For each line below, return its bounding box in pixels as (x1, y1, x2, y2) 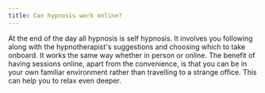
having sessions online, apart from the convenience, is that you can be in (8, 59, 248, 68)
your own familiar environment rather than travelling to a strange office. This (8, 67, 257, 76)
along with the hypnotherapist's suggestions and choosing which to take (8, 41, 246, 52)
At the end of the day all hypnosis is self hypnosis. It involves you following (8, 33, 253, 43)
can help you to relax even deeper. (8, 76, 121, 85)
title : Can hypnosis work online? (8, 11, 123, 20)
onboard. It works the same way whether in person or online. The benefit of (8, 50, 255, 60)
